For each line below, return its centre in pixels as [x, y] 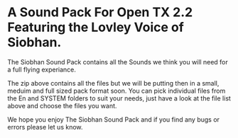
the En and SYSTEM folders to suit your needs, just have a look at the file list [119, 98]
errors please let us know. [45, 127]
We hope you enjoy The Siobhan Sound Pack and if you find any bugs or [114, 119]
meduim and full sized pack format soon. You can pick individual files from [117, 91]
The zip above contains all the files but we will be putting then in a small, [113, 83]
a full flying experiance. [42, 69]
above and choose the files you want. [62, 105]
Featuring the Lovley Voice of [96, 27]
